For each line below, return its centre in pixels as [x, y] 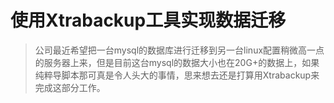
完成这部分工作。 [70, 87]
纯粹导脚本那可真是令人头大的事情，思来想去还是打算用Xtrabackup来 [177, 75]
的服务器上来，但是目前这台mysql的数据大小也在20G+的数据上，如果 [177, 62]
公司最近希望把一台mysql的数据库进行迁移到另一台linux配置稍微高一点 [179, 50]
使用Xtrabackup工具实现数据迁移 [148, 20]
